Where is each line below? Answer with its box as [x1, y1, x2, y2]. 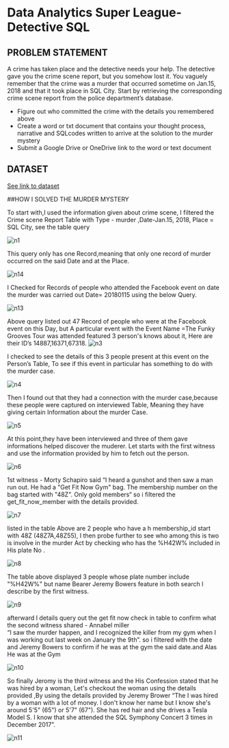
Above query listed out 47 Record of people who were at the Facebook [7, 317, 207, 325]
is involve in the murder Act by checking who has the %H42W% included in [7, 538, 220, 546]
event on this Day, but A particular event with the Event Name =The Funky [7, 324, 215, 333]
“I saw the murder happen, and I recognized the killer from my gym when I [7, 628, 217, 636]
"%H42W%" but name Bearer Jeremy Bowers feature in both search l [7, 579, 204, 588]
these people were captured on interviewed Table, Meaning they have [7, 400, 204, 409]
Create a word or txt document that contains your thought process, [16, 122, 206, 130]
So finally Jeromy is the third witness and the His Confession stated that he [7, 677, 219, 685]
